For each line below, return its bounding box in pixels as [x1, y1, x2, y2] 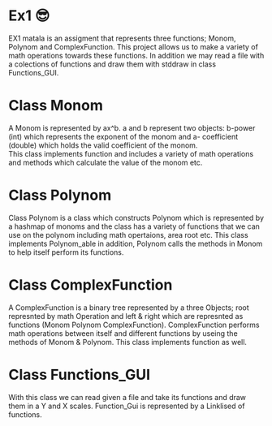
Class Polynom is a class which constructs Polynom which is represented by [8, 213, 265, 222]
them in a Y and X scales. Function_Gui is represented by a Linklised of [8, 401, 245, 411]
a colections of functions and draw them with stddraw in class [8, 59, 217, 69]
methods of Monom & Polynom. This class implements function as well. [8, 337, 248, 346]
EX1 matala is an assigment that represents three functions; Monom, [8, 33, 236, 43]
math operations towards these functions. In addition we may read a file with [8, 50, 265, 60]
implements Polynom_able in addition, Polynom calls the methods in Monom [8, 239, 263, 248]
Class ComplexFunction [8, 276, 173, 294]
